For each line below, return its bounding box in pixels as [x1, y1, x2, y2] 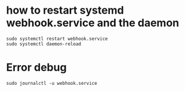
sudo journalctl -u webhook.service [6, 80, 97, 86]
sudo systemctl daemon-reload [6, 41, 82, 47]
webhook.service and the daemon [6, 16, 180, 30]
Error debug [6, 61, 67, 74]
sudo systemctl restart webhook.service [6, 36, 109, 42]
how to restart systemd [6, 4, 124, 17]
